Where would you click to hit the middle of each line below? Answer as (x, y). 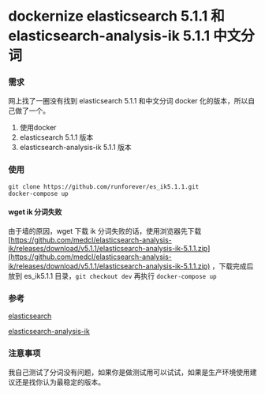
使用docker (38, 128)
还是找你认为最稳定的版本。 (60, 382)
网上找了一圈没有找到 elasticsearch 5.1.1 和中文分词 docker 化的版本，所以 (128, 101)
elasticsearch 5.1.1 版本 (56, 137)
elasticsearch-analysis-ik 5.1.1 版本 (75, 148)
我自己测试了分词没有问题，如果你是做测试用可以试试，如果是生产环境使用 (129, 372)
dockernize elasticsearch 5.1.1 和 (116, 16)
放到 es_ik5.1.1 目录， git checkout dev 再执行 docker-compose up (112, 276)
